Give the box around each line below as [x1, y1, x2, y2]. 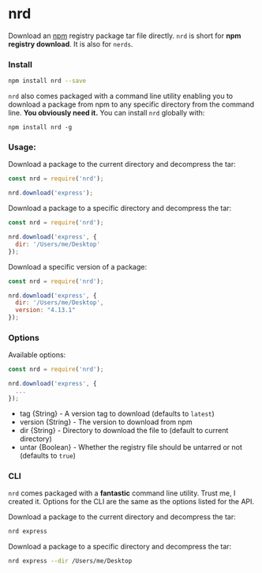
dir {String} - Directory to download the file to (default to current [19, 425, 229, 435]
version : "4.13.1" [15, 306, 77, 315]
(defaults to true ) [19, 450, 77, 460]
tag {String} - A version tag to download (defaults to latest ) [19, 409, 215, 418]
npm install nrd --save [8, 77, 87, 85]
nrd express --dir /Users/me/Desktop [8, 557, 133, 565]
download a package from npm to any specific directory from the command [8, 100, 255, 109]
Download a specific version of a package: [8, 262, 148, 271]
